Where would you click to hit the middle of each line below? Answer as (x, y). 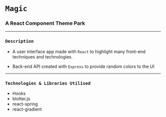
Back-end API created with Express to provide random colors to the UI (83, 66)
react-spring (25, 104)
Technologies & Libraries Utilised (48, 83)
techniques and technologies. (42, 57)
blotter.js (21, 99)
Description (20, 41)
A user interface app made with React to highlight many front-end (79, 52)
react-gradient (27, 109)
